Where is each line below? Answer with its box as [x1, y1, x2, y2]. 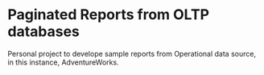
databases [7, 22, 80, 41]
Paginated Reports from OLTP [7, 6, 210, 24]
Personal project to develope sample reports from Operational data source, [7, 49, 257, 58]
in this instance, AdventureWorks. [7, 57, 119, 67]
